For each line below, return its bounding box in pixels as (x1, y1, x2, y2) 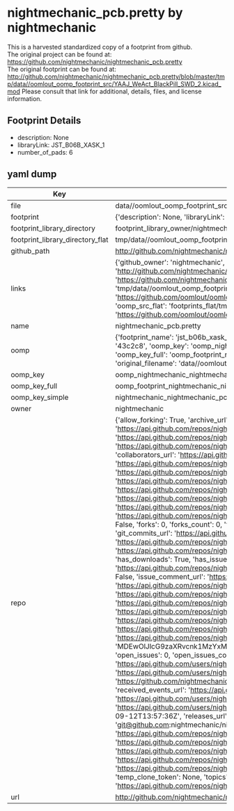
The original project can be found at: (7, 50, 112, 59)
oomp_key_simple (10, 392, 69, 402)
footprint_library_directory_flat (10, 235, 109, 245)
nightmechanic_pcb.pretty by (7, 5, 183, 21)
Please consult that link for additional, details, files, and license (22, 87, 202, 95)
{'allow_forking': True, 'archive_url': (114, 415, 230, 424)
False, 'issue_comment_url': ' (114, 571, 210, 581)
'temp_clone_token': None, (114, 772, 202, 782)
